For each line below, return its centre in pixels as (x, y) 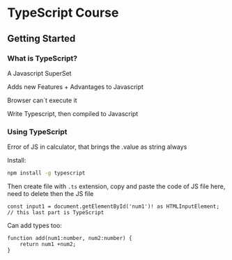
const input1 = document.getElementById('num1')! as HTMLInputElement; (113, 206)
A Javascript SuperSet (39, 73)
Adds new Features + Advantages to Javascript (76, 87)
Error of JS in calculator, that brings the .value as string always (97, 147)
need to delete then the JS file (51, 194)
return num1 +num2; (48, 245)
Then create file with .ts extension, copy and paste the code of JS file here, (116, 186)
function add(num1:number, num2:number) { (70, 238)
